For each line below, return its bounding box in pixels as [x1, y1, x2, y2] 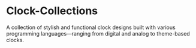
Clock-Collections [6, 4, 98, 18]
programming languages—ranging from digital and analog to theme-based [6, 30, 190, 37]
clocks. [6, 36, 24, 43]
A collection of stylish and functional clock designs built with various [6, 24, 176, 31]
